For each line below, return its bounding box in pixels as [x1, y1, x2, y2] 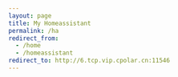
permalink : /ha [8, 26, 59, 34]
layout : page [8, 11, 52, 20]
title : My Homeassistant [8, 19, 91, 27]
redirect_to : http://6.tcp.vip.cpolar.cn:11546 [8, 57, 171, 65]
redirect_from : [8, 34, 59, 43]
